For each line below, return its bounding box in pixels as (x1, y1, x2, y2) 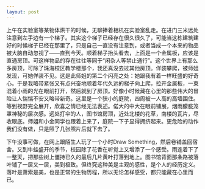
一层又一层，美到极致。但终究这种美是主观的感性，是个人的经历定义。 (22, 160, 199, 168)
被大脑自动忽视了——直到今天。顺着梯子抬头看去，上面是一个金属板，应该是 (6, 49, 199, 57)
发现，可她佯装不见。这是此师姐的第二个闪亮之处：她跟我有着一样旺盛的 (6, 72, 188, 79)
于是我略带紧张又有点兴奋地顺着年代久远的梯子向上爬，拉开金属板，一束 (16, 80, 199, 87)
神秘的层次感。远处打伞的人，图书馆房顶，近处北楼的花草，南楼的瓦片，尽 (11, 110, 199, 117)
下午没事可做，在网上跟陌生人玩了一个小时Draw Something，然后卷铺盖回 (6, 138, 193, 145)
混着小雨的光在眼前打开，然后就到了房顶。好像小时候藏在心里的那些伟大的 (6, 87, 193, 94)
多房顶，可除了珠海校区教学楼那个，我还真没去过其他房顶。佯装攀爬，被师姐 (6, 64, 199, 72)
